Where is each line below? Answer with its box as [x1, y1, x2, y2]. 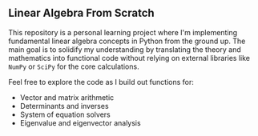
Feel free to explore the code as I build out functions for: [8, 77, 195, 86]
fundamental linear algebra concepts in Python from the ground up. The [8, 36, 246, 46]
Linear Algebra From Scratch [8, 6, 155, 20]
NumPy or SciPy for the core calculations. [8, 62, 139, 71]
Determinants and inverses [19, 101, 110, 110]
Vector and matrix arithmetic [19, 92, 115, 102]
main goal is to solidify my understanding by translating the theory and [8, 44, 242, 54]
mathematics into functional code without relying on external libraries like [8, 53, 251, 62]
